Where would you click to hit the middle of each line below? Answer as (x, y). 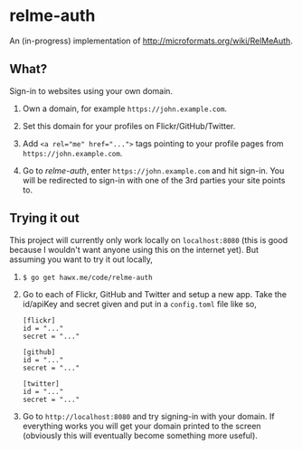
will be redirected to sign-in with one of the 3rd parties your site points (154, 180)
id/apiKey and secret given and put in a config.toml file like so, (140, 304)
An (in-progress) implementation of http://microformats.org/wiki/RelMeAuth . (151, 41)
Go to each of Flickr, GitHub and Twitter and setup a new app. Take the (155, 294)
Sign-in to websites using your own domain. (91, 90)
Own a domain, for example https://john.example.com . (125, 108)
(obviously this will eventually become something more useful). (140, 436)
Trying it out (44, 218)
